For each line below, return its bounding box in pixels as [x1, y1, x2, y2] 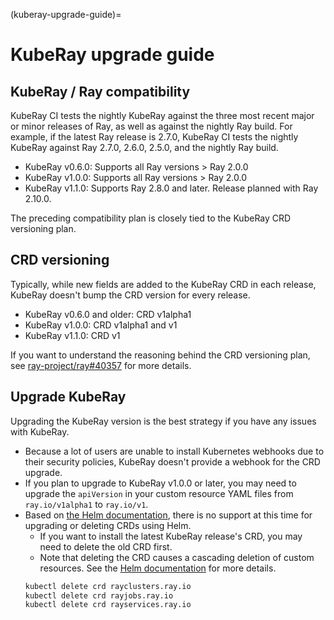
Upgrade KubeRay [10, 389, 127, 406]
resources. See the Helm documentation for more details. [39, 562, 277, 574]
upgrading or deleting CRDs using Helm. [24, 519, 192, 531]
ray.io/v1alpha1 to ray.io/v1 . [24, 498, 149, 510]
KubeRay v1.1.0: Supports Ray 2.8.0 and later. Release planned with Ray [24, 182, 319, 194]
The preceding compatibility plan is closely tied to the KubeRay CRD [10, 212, 292, 224]
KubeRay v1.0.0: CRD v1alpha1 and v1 [24, 319, 178, 331]
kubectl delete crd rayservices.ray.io [24, 600, 192, 610]
